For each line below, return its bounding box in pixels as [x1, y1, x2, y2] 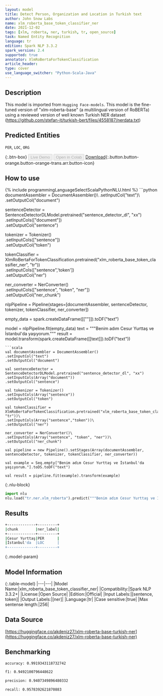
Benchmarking [5, 648, 51, 656]
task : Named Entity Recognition [5, 35, 70, 39]
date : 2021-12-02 [5, 25, 40, 30]
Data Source [5, 616, 43, 624]
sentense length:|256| [5, 601, 49, 607]
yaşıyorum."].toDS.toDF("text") [5, 465, 70, 470]
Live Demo [31, 155, 50, 160]
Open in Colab [55, 155, 82, 160]
